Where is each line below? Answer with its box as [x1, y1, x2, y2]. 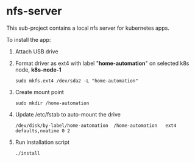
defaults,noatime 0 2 [15, 127, 70, 134]
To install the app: [6, 36, 51, 43]
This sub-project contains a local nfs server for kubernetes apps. [6, 24, 169, 32]
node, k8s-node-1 [15, 66, 62, 73]
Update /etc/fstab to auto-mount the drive [15, 110, 121, 118]
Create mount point [15, 88, 64, 95]
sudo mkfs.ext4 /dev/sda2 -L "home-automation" [15, 78, 138, 84]
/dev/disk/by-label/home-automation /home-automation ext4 [15, 123, 177, 129]
